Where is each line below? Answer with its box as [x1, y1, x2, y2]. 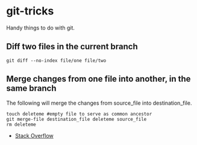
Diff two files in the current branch [6, 42, 139, 52]
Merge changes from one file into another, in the [6, 74, 191, 84]
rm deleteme [6, 122, 36, 128]
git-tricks [6, 4, 54, 18]
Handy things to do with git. [6, 24, 75, 31]
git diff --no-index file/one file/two [6, 57, 107, 64]
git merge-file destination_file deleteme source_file [6, 116, 147, 122]
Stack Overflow [14, 132, 54, 139]
